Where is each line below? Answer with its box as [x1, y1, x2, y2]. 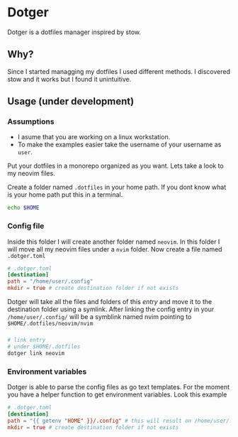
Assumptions [7, 117, 55, 126]
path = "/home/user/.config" [7, 278, 93, 285]
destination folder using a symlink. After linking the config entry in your [7, 305, 215, 313]
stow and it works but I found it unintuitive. [7, 75, 132, 83]
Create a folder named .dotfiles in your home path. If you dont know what [7, 183, 227, 192]
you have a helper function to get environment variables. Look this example [7, 390, 227, 399]
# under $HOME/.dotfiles [7, 342, 81, 350]
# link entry [7, 337, 46, 344]
